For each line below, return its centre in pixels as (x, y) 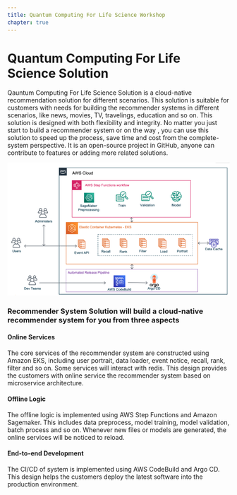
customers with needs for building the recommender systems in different (113, 108)
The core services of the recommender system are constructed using (108, 353)
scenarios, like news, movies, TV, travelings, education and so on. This (110, 115)
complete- (204, 138)
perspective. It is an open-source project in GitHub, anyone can (122, 146)
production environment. (43, 484)
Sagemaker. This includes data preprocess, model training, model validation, (119, 422)
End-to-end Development (45, 453)
